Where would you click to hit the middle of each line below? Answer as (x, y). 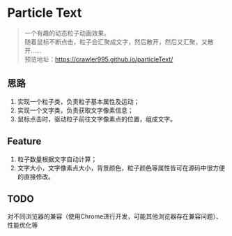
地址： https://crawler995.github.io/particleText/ (105, 59)
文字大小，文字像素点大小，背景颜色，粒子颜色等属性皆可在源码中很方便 (121, 168)
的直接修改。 (36, 177)
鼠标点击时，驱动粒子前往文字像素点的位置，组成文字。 (96, 119)
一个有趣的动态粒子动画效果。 (67, 33)
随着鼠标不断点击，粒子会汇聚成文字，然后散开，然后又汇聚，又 (116, 42)
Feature (24, 141)
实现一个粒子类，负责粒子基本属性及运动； (78, 101)
